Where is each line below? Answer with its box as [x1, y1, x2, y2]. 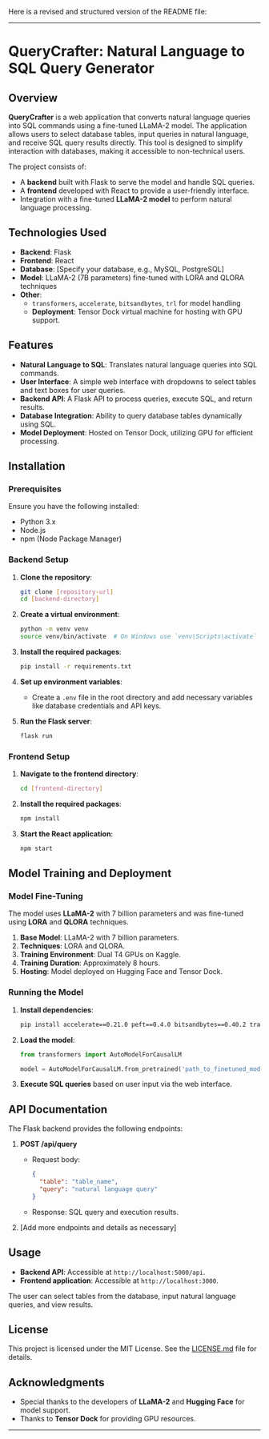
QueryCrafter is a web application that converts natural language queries [8, 112, 251, 122]
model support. [19, 1405, 70, 1415]
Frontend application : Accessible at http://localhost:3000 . [19, 1276, 219, 1285]
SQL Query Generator [8, 59, 155, 78]
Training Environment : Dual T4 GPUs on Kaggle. [19, 950, 182, 960]
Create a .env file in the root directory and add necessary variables [31, 692, 254, 702]
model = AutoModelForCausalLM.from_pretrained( [19, 1064, 182, 1073]
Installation [8, 459, 66, 473]
